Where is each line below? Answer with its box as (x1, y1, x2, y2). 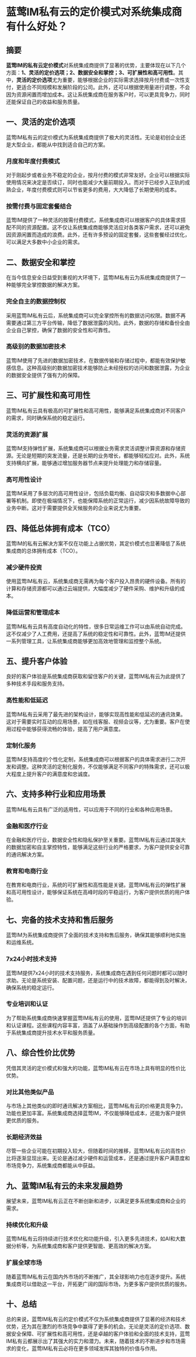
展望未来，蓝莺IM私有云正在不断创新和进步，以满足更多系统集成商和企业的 (6, 1198, 186, 1205)
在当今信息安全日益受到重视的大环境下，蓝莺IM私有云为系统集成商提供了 (6, 274, 181, 281)
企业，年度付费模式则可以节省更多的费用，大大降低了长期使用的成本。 (10, 186, 180, 193)
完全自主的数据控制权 (6, 297, 66, 306)
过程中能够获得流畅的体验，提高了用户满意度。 (10, 725, 124, 732)
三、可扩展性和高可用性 (6, 390, 90, 400)
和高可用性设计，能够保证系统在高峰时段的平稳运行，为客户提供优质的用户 (6, 889, 185, 896)
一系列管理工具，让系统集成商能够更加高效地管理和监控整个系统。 (6, 638, 164, 645)
